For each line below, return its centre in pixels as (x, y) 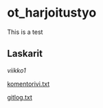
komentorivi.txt (28, 84)
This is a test (25, 32)
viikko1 (16, 70)
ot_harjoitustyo (52, 13)
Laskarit (25, 54)
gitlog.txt (20, 97)
